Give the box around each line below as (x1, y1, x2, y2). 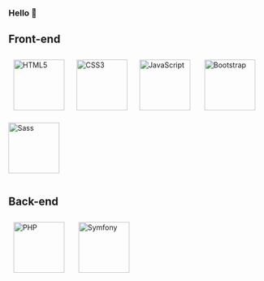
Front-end (8, 32, 61, 46)
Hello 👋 (8, 7, 37, 19)
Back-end (8, 195, 59, 209)
